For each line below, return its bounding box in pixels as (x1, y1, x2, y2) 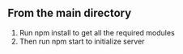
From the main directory (7, 6, 132, 20)
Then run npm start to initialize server (19, 36, 145, 46)
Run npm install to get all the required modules (19, 27, 175, 37)
